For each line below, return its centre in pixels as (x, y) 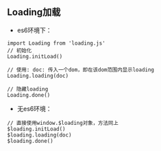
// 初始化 (20, 50)
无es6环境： (35, 108)
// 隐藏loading (28, 89)
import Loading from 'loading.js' (57, 43)
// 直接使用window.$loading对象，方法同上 (63, 123)
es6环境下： (35, 30)
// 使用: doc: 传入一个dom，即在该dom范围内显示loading (81, 70)
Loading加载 (34, 12)
